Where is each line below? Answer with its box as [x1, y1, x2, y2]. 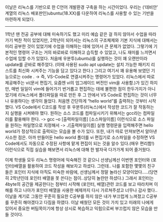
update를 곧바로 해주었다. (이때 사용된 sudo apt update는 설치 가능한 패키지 [5, 62, 150, 67]
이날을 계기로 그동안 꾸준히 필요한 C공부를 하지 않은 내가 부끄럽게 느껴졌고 [5, 193, 146, 199]
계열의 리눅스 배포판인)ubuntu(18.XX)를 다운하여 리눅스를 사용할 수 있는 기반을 [5, 10, 154, 16]
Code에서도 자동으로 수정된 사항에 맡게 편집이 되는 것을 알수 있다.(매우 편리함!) [5, 140, 155, 146]
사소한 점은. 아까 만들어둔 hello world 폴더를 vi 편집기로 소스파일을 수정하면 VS [5, 135, 155, 140]
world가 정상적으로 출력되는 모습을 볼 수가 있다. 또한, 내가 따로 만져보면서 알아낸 [5, 128, 157, 134]
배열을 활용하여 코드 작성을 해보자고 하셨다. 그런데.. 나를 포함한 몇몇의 [14, 163, 147, 169]
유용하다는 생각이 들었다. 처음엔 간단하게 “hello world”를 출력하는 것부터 [10, 98, 147, 103]
